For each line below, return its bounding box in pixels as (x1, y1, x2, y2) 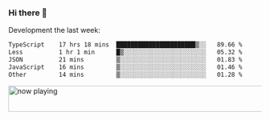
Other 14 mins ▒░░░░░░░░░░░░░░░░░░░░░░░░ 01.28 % (8, 70, 243, 78)
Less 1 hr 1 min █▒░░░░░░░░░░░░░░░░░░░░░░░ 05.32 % (8, 48, 243, 57)
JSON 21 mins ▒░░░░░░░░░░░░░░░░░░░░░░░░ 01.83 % (8, 56, 243, 64)
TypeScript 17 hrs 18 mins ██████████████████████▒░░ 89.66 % (8, 41, 243, 49)
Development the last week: (8, 26, 100, 35)
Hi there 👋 (8, 7, 48, 18)
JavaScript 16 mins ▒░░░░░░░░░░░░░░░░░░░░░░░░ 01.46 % (8, 63, 243, 71)
